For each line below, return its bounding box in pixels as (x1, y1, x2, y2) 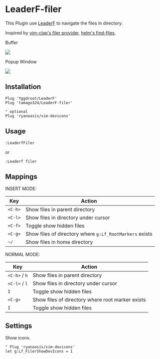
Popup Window (5, 59, 37, 65)
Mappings (5, 172, 38, 181)
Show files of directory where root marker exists (32, 296, 146, 303)
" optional (5, 109, 28, 114)
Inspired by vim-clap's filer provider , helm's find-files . (5, 30, 116, 36)
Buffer (5, 39, 19, 46)
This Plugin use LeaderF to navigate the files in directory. (5, 20, 123, 26)
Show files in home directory (25, 239, 93, 246)
